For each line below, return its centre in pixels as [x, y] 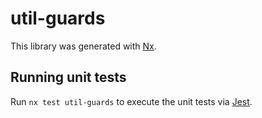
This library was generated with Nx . [83, 46]
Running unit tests [68, 77]
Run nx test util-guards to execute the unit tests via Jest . [131, 101]
